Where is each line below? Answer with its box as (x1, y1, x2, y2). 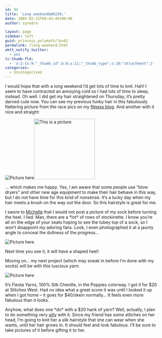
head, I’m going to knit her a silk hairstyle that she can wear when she (5, 317, 145, 322)
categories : (5, 65, 29, 70)
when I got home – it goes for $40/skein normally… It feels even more (5, 292, 144, 298)
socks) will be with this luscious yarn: (5, 263, 80, 269)
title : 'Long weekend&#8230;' (5, 12, 66, 16)
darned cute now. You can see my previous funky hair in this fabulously (5, 99, 148, 104)
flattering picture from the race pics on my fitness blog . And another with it (5, 104, 154, 110)
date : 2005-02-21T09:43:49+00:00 (5, 16, 73, 21)
